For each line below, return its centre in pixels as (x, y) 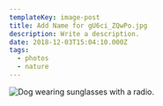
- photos (33, 58)
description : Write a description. (74, 34)
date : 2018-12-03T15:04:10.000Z (68, 42)
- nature (33, 67)
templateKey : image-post (55, 17)
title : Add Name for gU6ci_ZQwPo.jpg (78, 26)
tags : (19, 50)
